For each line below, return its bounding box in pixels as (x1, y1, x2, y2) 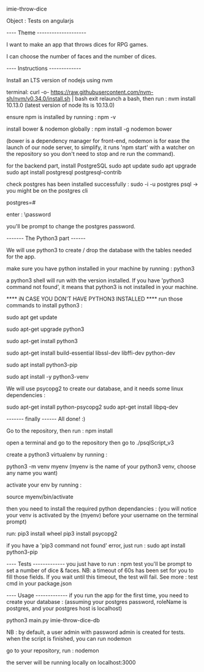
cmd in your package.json (6, 580, 72, 587)
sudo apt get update (6, 314, 58, 321)
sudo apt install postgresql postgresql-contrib (6, 169, 122, 176)
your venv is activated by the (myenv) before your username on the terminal (6, 512, 198, 519)
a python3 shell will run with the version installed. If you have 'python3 (6, 277, 184, 284)
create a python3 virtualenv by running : (6, 451, 108, 458)
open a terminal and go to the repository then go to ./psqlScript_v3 (6, 439, 175, 446)
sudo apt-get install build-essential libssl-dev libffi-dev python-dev (6, 349, 176, 357)
